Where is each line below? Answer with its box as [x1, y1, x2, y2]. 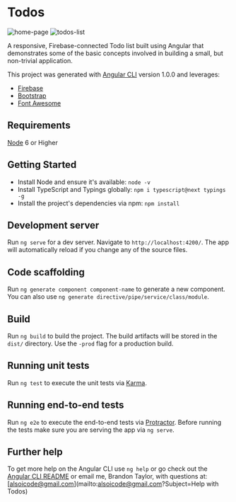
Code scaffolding [7, 266, 85, 278]
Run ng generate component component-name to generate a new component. [7, 285, 226, 294]
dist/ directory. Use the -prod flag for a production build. [7, 339, 174, 348]
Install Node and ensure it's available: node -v [17, 178, 151, 186]
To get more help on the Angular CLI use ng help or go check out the [7, 464, 208, 473]
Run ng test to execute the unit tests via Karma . [7, 378, 147, 387]
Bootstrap [17, 91, 47, 100]
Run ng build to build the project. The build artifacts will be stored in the [7, 332, 218, 340]
